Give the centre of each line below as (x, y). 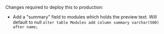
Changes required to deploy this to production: (54, 7)
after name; (25, 27)
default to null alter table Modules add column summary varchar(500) (86, 22)
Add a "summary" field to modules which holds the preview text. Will (85, 17)
